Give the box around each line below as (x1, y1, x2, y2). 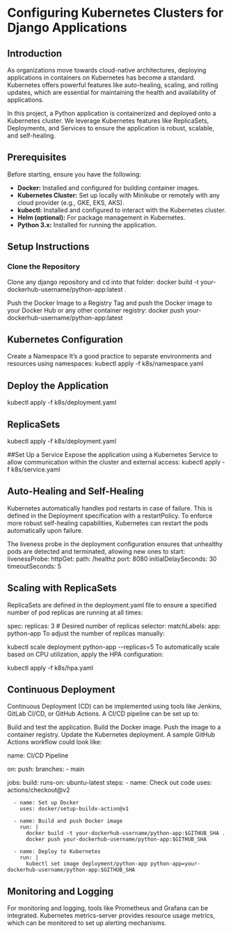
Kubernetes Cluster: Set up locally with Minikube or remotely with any (17, 190, 220, 199)
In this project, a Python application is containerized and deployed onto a (7, 110, 217, 117)
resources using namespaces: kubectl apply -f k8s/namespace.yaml (7, 359, 204, 368)
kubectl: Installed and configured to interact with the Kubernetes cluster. (17, 206, 226, 214)
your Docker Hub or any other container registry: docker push (7, 306, 184, 315)
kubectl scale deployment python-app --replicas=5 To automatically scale (7, 642, 220, 651)
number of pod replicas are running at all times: (7, 608, 143, 617)
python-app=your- (150, 860, 200, 868)
